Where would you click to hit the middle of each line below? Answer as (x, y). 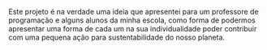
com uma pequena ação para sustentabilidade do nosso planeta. (117, 37)
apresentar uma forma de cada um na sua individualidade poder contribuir (133, 29)
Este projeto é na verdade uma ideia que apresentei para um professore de (133, 12)
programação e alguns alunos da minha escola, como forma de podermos (132, 20)
